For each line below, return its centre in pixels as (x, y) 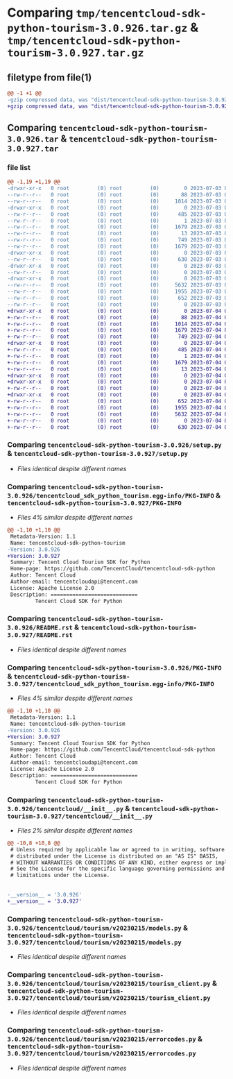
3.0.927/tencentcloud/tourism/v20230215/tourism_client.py (109, 998)
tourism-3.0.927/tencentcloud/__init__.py (80, 816)
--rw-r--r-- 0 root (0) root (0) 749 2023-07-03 (114, 240)
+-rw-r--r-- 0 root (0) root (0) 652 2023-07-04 (114, 401)
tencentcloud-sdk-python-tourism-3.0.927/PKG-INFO (94, 503)
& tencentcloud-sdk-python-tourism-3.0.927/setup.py (98, 454)
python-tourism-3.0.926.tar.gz (97, 29)
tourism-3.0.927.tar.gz (76, 53)
